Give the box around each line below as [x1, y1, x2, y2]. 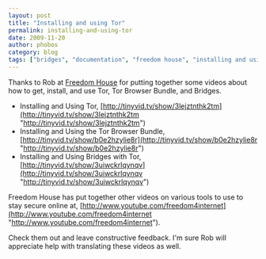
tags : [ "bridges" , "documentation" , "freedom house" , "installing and [8, 56, 246, 64]
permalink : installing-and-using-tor [8, 26, 133, 34]
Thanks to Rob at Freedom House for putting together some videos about [8, 77, 248, 87]
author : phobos [8, 41, 59, 49]
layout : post [8, 11, 51, 20]
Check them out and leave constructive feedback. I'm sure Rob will [8, 233, 227, 242]
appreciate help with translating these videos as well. [8, 241, 181, 250]
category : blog [8, 48, 59, 56]
